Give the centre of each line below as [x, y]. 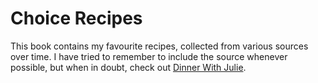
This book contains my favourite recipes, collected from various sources [159, 46]
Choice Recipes [76, 18]
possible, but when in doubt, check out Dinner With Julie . [128, 67]
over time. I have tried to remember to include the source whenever [149, 56]
